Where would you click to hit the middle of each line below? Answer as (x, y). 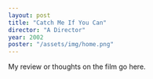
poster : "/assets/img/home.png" (61, 45)
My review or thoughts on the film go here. (77, 66)
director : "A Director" (47, 30)
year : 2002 (26, 37)
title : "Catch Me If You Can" (58, 23)
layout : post (29, 15)
